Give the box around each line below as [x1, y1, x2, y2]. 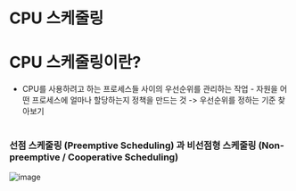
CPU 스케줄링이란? [9, 53, 142, 72]
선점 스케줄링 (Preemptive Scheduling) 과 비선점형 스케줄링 [9, 139, 257, 152]
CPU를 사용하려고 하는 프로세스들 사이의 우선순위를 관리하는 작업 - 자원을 [21, 84, 278, 95]
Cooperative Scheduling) [68, 151, 179, 163]
